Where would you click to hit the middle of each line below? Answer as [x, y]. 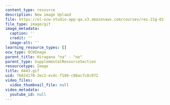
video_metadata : [22, 90]
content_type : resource [30, 10]
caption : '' [23, 33]
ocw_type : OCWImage [26, 52]
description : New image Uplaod [38, 15]
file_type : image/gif [28, 24]
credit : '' [21, 38]
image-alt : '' [25, 43]
